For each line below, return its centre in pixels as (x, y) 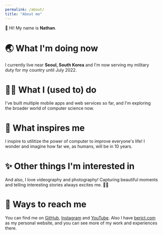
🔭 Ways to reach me (46, 204)
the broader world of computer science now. (49, 108)
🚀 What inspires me (45, 128)
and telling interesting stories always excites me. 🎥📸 (57, 185)
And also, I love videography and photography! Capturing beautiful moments (81, 180)
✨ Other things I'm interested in (70, 166)
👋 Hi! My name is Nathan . (31, 28)
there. (11, 228)
